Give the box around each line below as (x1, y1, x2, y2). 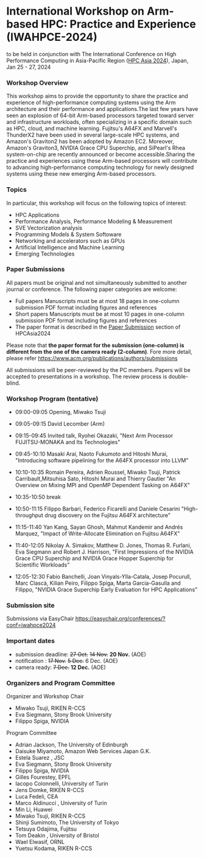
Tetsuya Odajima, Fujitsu (15, 825, 77, 833)
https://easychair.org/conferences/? (75, 615, 166, 623)
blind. (6, 379, 21, 387)
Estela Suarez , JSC (15, 754, 65, 762)
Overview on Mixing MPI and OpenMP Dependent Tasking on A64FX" (15, 482, 191, 489)
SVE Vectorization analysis (15, 224, 83, 231)
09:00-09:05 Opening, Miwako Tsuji (15, 409, 107, 416)
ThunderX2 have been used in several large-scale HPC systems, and (6, 131, 180, 138)
